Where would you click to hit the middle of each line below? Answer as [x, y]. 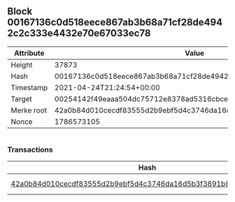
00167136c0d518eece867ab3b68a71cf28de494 [115, 23]
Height [22, 64]
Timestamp [29, 87]
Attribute [29, 53]
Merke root [29, 110]
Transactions [30, 150]
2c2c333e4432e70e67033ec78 [79, 33]
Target [22, 99]
